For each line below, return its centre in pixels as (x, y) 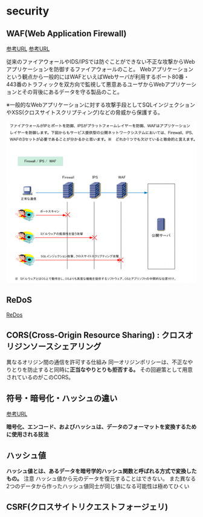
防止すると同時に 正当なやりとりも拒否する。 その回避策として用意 (110, 370)
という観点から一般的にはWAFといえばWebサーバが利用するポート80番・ (98, 77)
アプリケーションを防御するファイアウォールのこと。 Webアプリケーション (100, 69)
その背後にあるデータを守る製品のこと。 (72, 92)
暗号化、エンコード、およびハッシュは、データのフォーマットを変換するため (101, 427)
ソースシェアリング (66, 346)
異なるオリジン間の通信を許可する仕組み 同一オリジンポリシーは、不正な (97, 362)
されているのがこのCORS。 (40, 377)
